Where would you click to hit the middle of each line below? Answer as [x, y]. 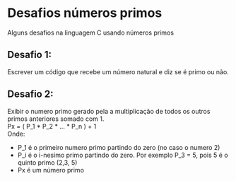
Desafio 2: [30, 94]
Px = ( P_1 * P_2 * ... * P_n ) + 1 [52, 126]
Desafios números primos [85, 13]
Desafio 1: [29, 55]
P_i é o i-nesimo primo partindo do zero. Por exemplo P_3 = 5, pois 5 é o [123, 155]
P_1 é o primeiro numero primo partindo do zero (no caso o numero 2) [119, 147]
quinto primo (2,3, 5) [47, 162]
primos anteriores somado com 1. [56, 119]
